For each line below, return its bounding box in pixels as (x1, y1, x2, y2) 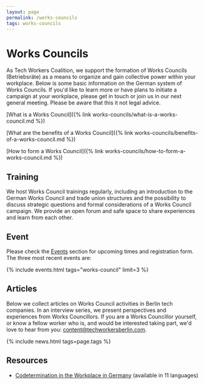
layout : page (6, 9, 40, 15)
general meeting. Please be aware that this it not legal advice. (6, 99, 161, 107)
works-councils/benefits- (134, 129, 199, 137)
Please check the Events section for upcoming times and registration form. (6, 248, 194, 255)
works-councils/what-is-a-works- (92, 111, 178, 118)
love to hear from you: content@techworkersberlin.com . (6, 326, 147, 333)
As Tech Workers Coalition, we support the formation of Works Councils (6, 67, 188, 74)
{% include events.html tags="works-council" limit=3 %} (6, 266, 149, 273)
